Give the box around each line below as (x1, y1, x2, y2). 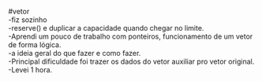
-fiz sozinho (8, 15, 47, 24)
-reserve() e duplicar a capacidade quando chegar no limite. (8, 24, 204, 32)
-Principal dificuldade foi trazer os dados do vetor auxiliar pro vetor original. (8, 57, 255, 66)
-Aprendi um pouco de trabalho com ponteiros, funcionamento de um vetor (8, 31, 253, 41)
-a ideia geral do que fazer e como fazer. (8, 49, 141, 57)
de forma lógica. (8, 40, 62, 50)
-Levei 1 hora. (8, 65, 53, 74)
